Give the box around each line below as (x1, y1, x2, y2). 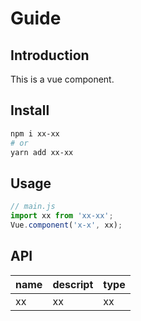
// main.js (10, 202, 56, 212)
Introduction (10, 47, 90, 64)
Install (10, 102, 50, 119)
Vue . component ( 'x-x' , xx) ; (10, 220, 123, 230)
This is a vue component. (10, 73, 115, 85)
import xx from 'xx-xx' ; (10, 211, 114, 221)
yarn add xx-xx (10, 147, 74, 157)
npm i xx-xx (10, 128, 60, 139)
